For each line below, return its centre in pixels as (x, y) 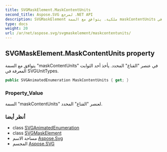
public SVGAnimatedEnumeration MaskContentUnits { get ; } (67, 80)
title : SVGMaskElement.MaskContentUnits (48, 10)
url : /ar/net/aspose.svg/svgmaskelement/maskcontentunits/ (68, 33)
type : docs (17, 24)
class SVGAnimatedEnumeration (46, 128)
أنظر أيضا (15, 117)
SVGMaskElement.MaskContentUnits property (80, 53)
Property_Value (24, 93)
